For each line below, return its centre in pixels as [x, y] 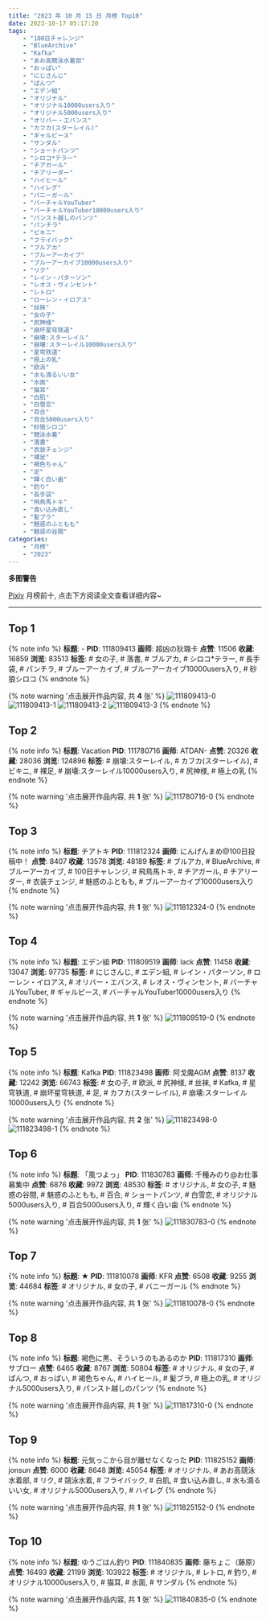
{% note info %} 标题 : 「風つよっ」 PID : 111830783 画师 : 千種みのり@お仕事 [133, 1174]
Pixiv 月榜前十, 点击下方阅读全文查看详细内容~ [85, 595]
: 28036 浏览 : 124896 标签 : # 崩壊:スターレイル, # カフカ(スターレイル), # [137, 761]
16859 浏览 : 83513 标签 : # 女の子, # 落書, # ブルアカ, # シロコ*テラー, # [126, 659]
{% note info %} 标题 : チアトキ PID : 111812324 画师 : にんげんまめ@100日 [129, 851]
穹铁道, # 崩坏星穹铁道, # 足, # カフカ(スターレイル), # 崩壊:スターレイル [128, 1092]
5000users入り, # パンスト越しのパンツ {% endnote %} [115, 1388]
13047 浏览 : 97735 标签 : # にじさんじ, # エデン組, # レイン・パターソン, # [130, 972]
